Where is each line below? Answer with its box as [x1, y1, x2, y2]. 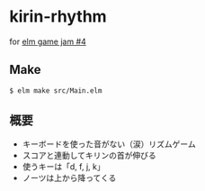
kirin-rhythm [9, 6, 107, 27]
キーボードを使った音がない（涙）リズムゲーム [22, 138, 196, 150]
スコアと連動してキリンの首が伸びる [22, 150, 157, 160]
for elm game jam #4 [9, 36, 87, 47]
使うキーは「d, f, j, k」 [22, 160, 105, 172]
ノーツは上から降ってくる [22, 172, 117, 183]
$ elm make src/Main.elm [9, 86, 102, 95]
